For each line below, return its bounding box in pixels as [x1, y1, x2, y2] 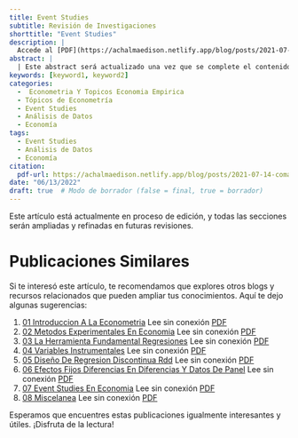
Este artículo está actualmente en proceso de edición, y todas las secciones [9, 211, 287, 221]
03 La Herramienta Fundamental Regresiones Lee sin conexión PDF [21, 335, 270, 346]
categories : [9, 79, 53, 88]
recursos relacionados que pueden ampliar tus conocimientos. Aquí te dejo [9, 290, 284, 300]
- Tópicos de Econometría [17, 95, 114, 105]
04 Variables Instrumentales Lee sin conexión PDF [21, 345, 207, 355]
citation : [9, 162, 46, 171]
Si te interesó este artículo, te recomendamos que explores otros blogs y [9, 281, 275, 291]
